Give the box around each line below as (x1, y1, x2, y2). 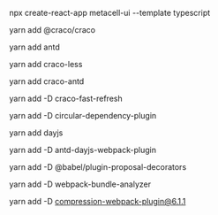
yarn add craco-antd (9, 76, 85, 87)
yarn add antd (9, 42, 60, 52)
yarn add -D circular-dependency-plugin (9, 111, 157, 120)
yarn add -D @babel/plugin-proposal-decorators (9, 162, 187, 172)
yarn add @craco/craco (9, 25, 95, 35)
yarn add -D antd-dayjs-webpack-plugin (9, 145, 157, 155)
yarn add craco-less (9, 59, 83, 69)
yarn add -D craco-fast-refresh (9, 93, 123, 104)
